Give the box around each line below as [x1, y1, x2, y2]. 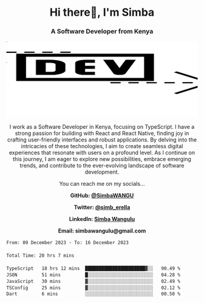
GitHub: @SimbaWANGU [70, 192, 134, 199]
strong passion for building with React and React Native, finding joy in [15, 130, 189, 137]
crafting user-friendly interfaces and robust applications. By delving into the [7, 136, 197, 143]
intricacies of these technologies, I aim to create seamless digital [21, 143, 183, 150]
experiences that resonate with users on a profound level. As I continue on [8, 149, 195, 157]
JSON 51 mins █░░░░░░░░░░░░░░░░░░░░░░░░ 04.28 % [6, 271, 181, 278]
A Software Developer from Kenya [50, 27, 154, 36]
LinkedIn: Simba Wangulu [69, 216, 135, 223]
